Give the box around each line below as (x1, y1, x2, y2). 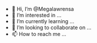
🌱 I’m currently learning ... (11, 18, 75, 24)
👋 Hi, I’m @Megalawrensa (11, 6, 75, 12)
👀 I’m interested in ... (11, 12, 62, 19)
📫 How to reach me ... (11, 31, 66, 37)
